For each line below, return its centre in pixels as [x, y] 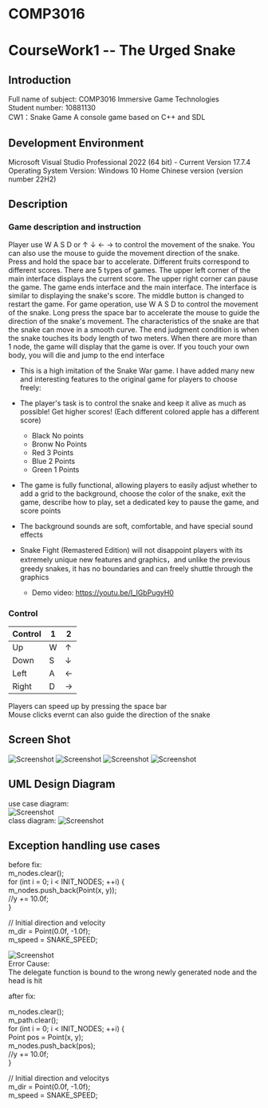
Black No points [57, 435]
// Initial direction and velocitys [59, 1078]
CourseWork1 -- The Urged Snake [122, 51]
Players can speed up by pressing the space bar [88, 706]
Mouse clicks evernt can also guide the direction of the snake [109, 714]
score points [40, 510]
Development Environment [76, 143]
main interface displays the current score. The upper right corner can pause [133, 278]
